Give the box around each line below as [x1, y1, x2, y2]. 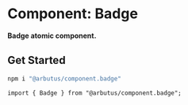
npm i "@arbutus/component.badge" [7, 74, 122, 83]
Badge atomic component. [7, 31, 97, 40]
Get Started [7, 54, 66, 67]
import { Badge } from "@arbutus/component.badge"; [7, 88, 182, 97]
